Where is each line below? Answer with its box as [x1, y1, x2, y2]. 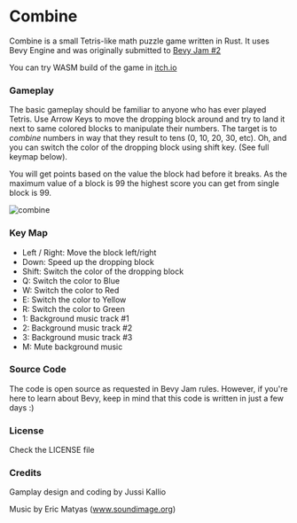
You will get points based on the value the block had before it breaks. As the [9, 168, 288, 179]
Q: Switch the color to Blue [21, 275, 121, 285]
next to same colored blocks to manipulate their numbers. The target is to [9, 123, 277, 134]
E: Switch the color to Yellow [21, 294, 127, 305]
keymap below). [9, 152, 68, 162]
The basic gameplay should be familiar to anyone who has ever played [9, 105, 267, 115]
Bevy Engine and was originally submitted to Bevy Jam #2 [9, 44, 222, 55]
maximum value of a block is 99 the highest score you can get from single [9, 178, 279, 189]
